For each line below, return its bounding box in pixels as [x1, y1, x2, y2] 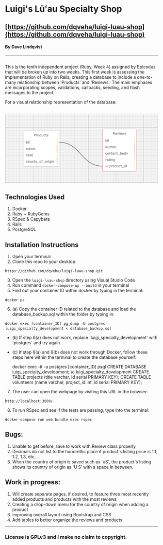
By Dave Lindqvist [5, 44, 43, 50]
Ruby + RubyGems [12, 211, 50, 217]
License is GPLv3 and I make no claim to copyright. [5, 533, 127, 540]
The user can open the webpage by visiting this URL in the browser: [12, 389, 148, 395]
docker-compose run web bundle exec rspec [5, 417, 92, 422]
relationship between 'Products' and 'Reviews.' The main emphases [16, 79, 153, 86]
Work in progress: [5, 478, 61, 487]
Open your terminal [12, 254, 51, 260]
